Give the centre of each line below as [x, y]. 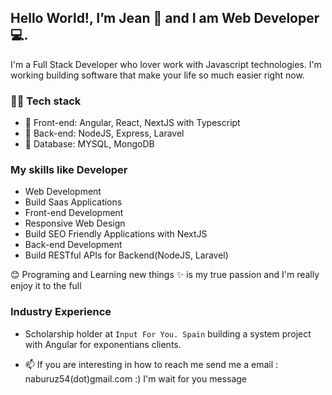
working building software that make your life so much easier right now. [157, 75]
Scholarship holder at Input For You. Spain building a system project [168, 333]
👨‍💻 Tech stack [46, 101]
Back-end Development [73, 245]
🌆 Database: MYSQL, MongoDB [89, 144]
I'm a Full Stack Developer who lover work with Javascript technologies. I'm [166, 64]
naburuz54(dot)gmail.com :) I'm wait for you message [135, 378]
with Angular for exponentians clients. [103, 344]
